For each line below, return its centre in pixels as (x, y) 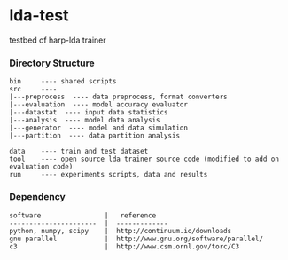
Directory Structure (52, 63)
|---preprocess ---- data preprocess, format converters (118, 97)
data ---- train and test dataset (79, 152)
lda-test (39, 16)
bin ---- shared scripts (63, 82)
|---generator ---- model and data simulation (99, 128)
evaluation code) (41, 167)
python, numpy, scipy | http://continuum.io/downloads (121, 231)
